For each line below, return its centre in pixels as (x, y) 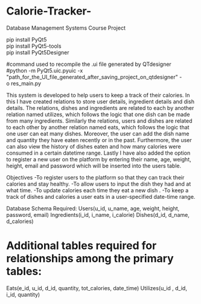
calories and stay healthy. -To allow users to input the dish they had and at (99, 184)
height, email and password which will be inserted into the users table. (94, 166)
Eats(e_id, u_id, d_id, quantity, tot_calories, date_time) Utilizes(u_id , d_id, (97, 288)
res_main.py (26, 83)
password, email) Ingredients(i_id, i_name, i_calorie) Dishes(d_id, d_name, (98, 215)
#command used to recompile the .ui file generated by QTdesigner (89, 64)
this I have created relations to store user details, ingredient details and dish (101, 102)
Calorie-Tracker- (49, 11)
